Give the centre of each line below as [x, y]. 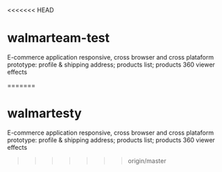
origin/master [147, 161]
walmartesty [44, 113]
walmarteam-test [58, 38]
